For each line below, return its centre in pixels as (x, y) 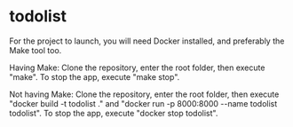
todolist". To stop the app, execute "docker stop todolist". (114, 113)
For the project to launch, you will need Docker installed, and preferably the (147, 41)
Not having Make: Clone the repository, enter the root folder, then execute (144, 94)
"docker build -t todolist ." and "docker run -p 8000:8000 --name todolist (143, 103)
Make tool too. (36, 50)
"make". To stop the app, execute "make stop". (95, 76)
